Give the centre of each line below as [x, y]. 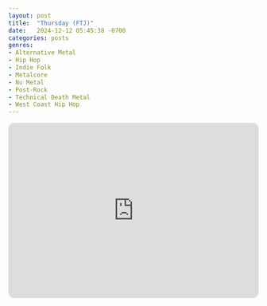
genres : [21, 45]
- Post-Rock [28, 90]
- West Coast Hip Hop [44, 104]
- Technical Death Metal [49, 97]
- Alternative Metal [43, 53]
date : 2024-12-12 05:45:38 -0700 [67, 30]
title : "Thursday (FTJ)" [51, 23]
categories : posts [39, 38]
